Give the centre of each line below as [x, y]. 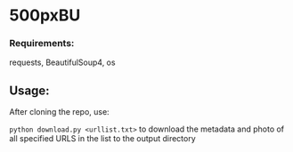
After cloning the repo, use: [59, 112]
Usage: [30, 90]
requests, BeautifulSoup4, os [62, 62]
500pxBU [45, 16]
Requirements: [42, 44]
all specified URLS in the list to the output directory [102, 139]
